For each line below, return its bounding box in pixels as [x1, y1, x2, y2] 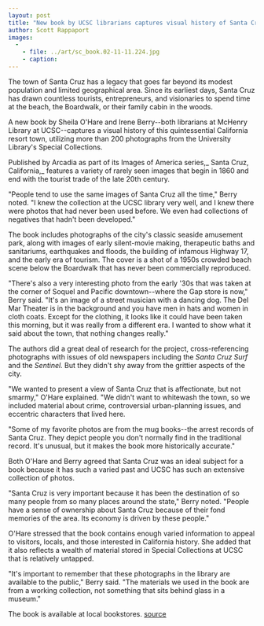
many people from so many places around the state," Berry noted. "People [8, 496, 250, 506]
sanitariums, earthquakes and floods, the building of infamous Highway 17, [8, 246, 249, 256]
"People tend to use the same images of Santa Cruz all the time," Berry [8, 190, 238, 199]
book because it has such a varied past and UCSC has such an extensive [8, 465, 245, 474]
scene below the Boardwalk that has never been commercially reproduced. [8, 263, 251, 272]
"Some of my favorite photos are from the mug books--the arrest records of [8, 424, 254, 433]
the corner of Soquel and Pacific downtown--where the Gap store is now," [8, 286, 248, 296]
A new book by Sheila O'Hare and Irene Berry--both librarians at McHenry [8, 117, 247, 127]
